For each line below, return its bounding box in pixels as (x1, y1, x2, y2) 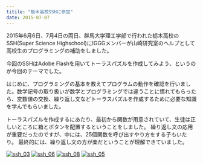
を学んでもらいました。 (6, 103, 65, 110)
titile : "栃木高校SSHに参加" (6, 8, 74, 15)
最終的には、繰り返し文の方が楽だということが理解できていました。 (18, 138, 188, 145)
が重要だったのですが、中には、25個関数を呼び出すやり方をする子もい (6, 130, 182, 138)
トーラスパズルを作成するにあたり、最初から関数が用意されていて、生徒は (6, 115, 191, 123)
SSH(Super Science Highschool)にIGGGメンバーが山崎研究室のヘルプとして (6, 39, 195, 46)
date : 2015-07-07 (6, 14, 50, 21)
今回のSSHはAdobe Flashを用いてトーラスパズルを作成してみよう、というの (6, 60, 196, 67)
